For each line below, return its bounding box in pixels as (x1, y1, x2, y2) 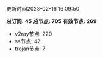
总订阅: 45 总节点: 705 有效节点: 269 (6, 18, 97, 25)
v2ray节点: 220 (14, 30, 52, 37)
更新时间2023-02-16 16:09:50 (6, 5, 80, 12)
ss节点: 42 (14, 38, 41, 44)
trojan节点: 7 (14, 45, 46, 52)
